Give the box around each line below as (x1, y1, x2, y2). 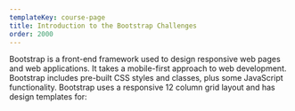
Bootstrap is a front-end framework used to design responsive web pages (9, 54, 281, 65)
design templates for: (9, 91, 87, 102)
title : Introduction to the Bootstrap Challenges (9, 21, 198, 30)
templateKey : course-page (9, 12, 105, 22)
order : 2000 (9, 29, 53, 38)
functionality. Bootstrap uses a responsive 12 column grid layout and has (9, 82, 275, 93)
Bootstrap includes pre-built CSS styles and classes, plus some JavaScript (9, 73, 283, 83)
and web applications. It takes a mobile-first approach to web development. (9, 63, 287, 74)
